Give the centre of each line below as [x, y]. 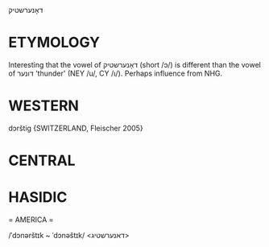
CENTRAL [42, 161]
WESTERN [43, 106]
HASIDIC [38, 198]
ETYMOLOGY [54, 43]
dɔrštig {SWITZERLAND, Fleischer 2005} [76, 128]
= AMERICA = [31, 220]
